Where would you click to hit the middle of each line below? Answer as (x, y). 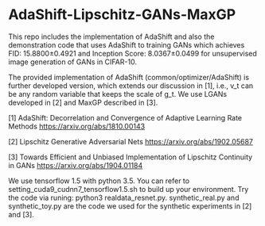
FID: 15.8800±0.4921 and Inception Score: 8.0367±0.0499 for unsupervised (132, 53)
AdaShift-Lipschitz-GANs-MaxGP (122, 15)
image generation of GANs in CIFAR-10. (73, 62)
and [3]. (21, 214)
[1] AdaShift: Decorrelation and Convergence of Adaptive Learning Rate (125, 117)
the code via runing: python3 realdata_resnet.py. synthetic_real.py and (124, 197)
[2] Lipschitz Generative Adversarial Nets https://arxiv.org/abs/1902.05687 (131, 141)
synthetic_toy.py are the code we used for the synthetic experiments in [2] (130, 206)
